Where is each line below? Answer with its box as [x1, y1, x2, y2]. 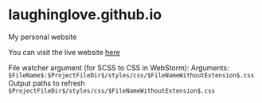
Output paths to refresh [8, 78, 85, 88]
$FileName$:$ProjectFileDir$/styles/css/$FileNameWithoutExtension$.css [8, 71, 255, 79]
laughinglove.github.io [8, 6, 162, 24]
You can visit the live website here [8, 47, 121, 57]
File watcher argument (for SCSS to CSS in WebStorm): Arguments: [8, 62, 229, 73]
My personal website [8, 32, 77, 42]
